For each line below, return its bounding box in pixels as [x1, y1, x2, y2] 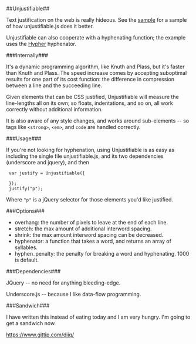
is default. [14, 256, 39, 263]
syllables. [14, 244, 38, 251]
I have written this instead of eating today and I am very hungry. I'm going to [6, 313, 191, 320]
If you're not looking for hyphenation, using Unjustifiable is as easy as [6, 147, 175, 153]
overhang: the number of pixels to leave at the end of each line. [14, 219, 168, 226]
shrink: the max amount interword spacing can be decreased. [14, 231, 164, 238]
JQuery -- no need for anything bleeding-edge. [6, 279, 121, 286]
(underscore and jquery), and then [6, 159, 89, 166]
